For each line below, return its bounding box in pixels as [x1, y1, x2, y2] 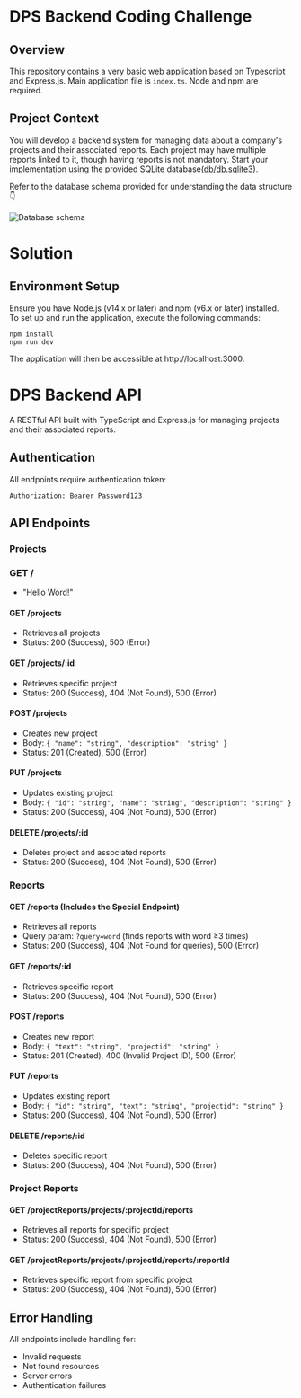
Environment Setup [9, 279, 120, 294]
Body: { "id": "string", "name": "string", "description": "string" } [22, 797, 292, 808]
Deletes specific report [22, 1150, 108, 1161]
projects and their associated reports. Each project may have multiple [9, 144, 267, 155]
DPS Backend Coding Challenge [9, 6, 252, 27]
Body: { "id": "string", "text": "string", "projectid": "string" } [22, 1100, 285, 1110]
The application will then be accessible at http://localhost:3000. [9, 353, 245, 364]
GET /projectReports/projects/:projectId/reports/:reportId [9, 1254, 231, 1265]
